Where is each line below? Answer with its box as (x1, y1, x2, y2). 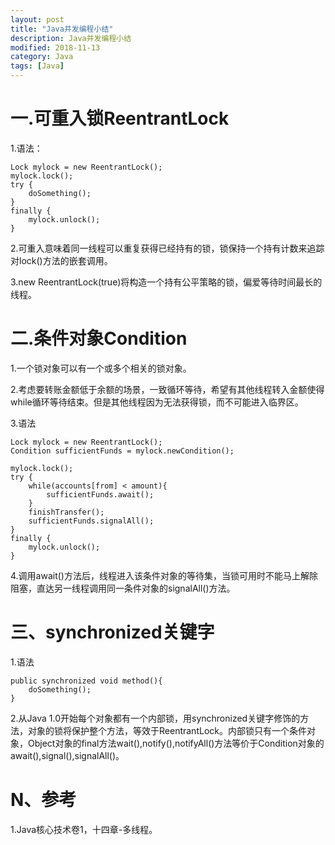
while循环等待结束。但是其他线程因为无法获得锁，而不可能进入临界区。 (10, 396, 304, 408)
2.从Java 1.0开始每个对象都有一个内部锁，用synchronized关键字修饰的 (10, 712, 301, 724)
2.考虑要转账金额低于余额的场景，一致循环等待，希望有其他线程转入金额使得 (10, 383, 325, 395)
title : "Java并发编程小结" (10, 24, 114, 34)
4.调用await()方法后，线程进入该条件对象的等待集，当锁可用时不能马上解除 (10, 569, 318, 581)
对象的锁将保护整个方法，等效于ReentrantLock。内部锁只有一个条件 (27, 724, 307, 736)
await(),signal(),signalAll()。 (10, 749, 125, 761)
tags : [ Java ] (10, 61, 65, 71)
